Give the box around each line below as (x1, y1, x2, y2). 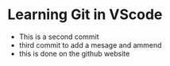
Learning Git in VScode (7, 6, 163, 24)
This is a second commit (18, 32, 99, 41)
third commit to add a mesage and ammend (18, 40, 162, 49)
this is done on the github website (18, 49, 130, 58)
